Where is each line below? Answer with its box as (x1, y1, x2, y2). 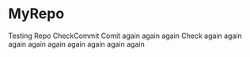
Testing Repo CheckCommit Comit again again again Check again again (8, 31, 243, 40)
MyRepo (8, 5, 65, 23)
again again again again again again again (8, 39, 145, 48)
